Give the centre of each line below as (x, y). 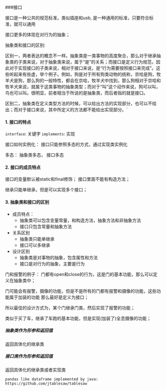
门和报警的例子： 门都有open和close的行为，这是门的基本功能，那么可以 (79, 274)
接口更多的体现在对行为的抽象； (38, 34)
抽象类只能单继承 (37, 239)
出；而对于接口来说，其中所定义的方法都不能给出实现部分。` (66, 110)
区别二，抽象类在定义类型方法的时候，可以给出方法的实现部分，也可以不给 (81, 103)
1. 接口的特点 (18, 122)
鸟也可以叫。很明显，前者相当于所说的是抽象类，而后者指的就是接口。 (77, 93)
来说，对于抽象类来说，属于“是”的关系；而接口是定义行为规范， (91, 62)
